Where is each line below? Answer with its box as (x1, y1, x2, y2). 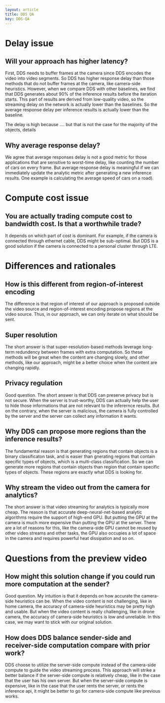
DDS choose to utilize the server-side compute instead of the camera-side (5, 662, 156, 668)
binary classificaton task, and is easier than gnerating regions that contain (5, 453, 155, 459)
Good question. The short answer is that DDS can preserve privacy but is (5, 392, 154, 398)
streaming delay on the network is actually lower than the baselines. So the (5, 101, 158, 107)
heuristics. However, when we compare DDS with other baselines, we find (5, 86, 155, 92)
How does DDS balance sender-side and (5, 634, 132, 642)
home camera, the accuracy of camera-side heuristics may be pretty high (5, 603, 155, 609)
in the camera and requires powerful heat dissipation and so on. (5, 536, 135, 541)
